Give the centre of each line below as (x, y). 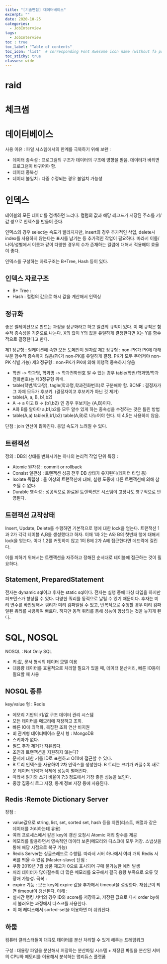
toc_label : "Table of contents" (39, 47)
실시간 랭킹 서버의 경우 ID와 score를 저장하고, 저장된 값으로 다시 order (81, 897)
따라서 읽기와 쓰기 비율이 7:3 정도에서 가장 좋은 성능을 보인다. (72, 777)
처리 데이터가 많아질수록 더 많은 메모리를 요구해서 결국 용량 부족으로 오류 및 (85, 872)
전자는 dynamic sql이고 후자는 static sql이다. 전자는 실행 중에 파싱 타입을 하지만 (83, 592)
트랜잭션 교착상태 (30, 515)
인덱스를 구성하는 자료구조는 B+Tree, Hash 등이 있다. (57, 261)
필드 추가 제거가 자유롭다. (37, 746)
